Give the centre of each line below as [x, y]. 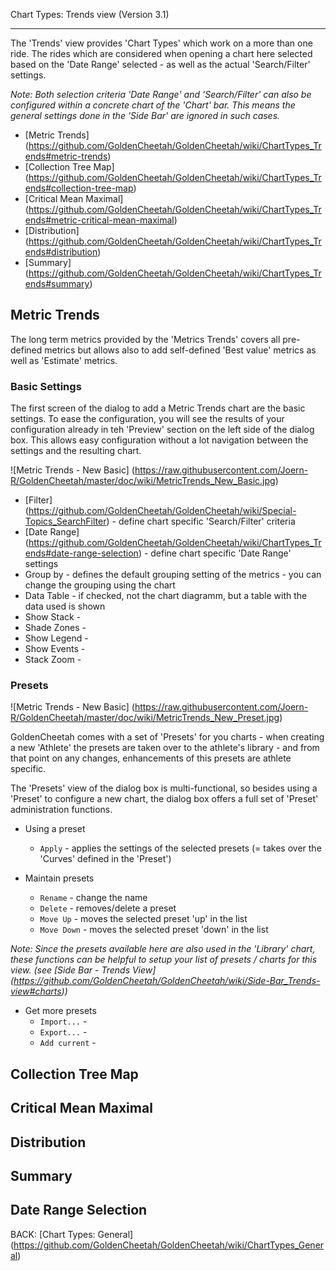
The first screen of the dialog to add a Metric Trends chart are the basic [158, 408]
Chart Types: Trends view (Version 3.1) [90, 14]
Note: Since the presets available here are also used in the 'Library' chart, [163, 949]
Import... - [63, 1021]
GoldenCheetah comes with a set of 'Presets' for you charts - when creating [167, 737]
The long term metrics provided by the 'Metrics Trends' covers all [145, 339]
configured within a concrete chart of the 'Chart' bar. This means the [153, 105]
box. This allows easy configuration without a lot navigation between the [159, 440]
